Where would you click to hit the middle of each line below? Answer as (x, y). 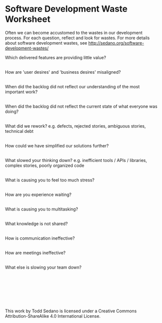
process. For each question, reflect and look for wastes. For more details (77, 38)
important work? (21, 92)
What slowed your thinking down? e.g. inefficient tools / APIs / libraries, (76, 160)
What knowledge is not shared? (37, 224)
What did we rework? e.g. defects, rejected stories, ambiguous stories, (75, 126)
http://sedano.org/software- (116, 43)
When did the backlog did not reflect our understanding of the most (73, 86)
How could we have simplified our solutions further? (57, 145)
